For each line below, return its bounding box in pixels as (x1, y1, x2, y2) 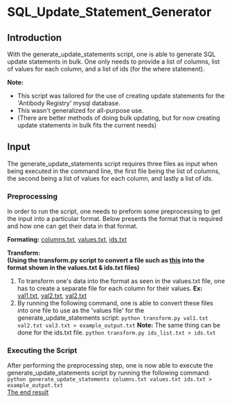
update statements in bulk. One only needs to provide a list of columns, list (7, 57, 220, 66)
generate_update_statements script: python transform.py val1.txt (17, 314, 209, 322)
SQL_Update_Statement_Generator (7, 4, 212, 20)
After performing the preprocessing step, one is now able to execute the (7, 361, 213, 370)
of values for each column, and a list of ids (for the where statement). (7, 65, 205, 73)
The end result (7, 388, 49, 397)
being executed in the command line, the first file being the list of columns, (7, 167, 220, 175)
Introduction (7, 32, 62, 44)
